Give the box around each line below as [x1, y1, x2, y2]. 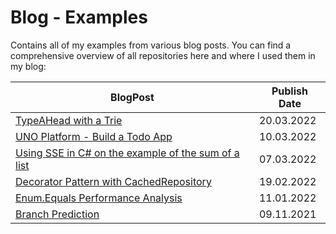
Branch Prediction [15, 207, 100, 221]
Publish [271, 84, 308, 98]
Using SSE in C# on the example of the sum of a [15, 146, 240, 160]
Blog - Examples [10, 6, 148, 29]
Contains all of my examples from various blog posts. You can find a [10, 39, 292, 51]
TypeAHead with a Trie [15, 113, 123, 127]
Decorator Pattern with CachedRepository [15, 174, 212, 188]
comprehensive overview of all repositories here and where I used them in [10, 49, 316, 61]
